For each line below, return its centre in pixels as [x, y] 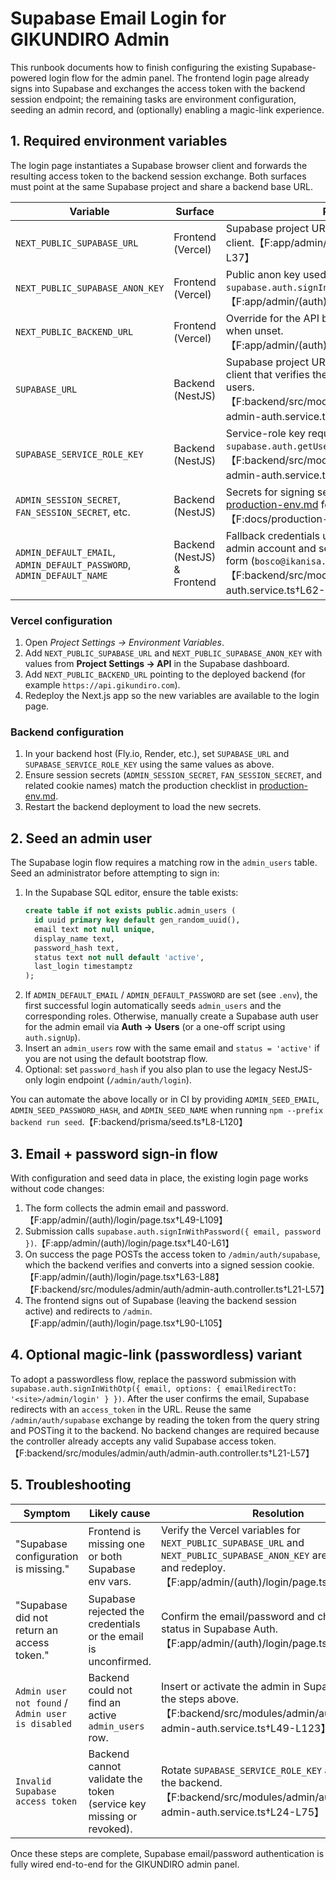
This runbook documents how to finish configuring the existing [139, 67]
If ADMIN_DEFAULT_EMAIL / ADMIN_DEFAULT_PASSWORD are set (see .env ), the [171, 995]
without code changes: [57, 1188]
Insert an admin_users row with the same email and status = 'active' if [172, 1048]
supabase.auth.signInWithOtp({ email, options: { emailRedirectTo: [154, 1388]
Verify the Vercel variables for [231, 1530]
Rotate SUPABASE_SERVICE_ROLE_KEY [242, 1770]
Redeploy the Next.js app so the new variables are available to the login [172, 696]
